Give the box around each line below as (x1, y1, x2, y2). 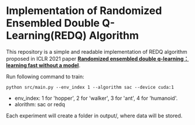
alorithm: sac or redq (14, 100, 66, 107)
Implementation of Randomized (6, 4, 162, 18)
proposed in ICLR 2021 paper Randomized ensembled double (6, 55, 156, 62)
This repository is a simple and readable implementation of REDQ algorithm (6, 48, 187, 55)
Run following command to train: (6, 73, 84, 80)
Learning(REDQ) (6, 29, 87, 42)
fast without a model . (28, 61, 81, 68)
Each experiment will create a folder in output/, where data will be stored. (6, 112, 183, 119)
